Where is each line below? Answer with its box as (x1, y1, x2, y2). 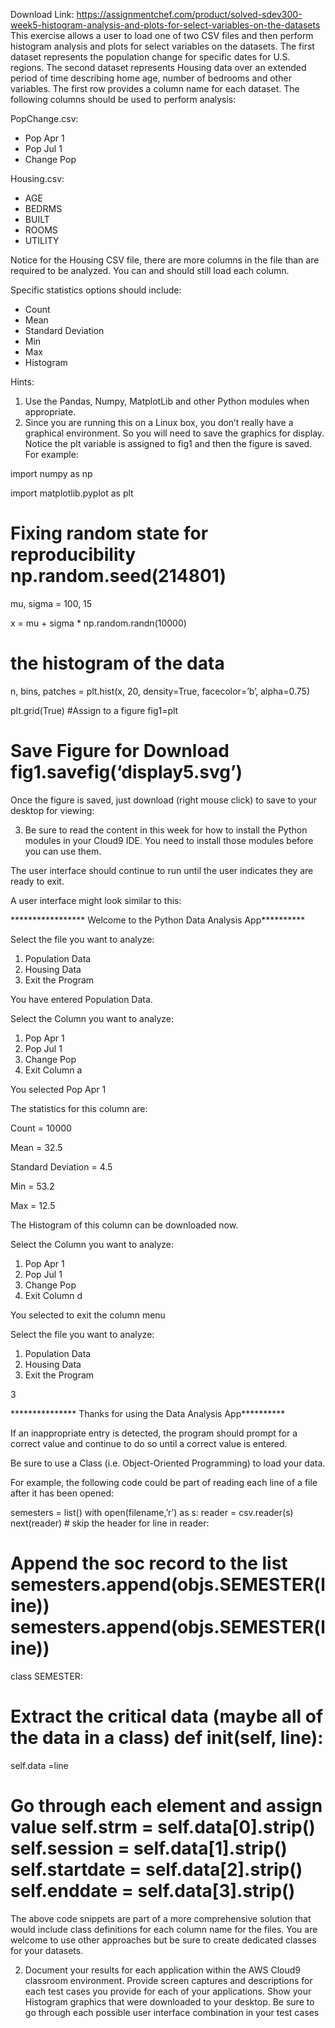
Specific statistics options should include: (10, 284, 182, 296)
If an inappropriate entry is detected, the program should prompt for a (10, 1427, 298, 1439)
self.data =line (10, 1759, 69, 1771)
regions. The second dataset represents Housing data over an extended (10, 62, 307, 73)
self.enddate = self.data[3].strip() (10, 1879, 296, 1902)
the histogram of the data (10, 652, 225, 675)
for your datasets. (10, 1944, 84, 1956)
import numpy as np (10, 468, 93, 479)
